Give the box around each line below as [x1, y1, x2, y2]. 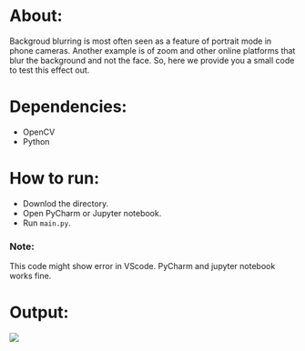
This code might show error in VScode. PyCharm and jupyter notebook [9, 261, 276, 272]
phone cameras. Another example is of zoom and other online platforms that [9, 45, 296, 55]
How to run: [9, 168, 100, 189]
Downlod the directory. [22, 197, 109, 209]
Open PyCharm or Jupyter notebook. [22, 207, 162, 218]
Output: [9, 302, 69, 323]
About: [9, 5, 63, 26]
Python [22, 135, 50, 146]
